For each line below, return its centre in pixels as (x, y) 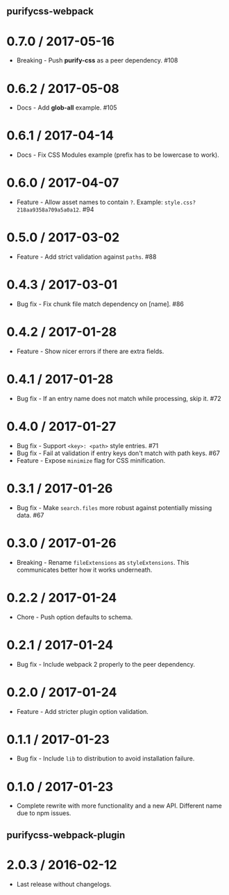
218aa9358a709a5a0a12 (48, 210)
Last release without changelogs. (64, 884)
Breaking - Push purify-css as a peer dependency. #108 (97, 60)
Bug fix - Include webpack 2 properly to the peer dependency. (106, 664)
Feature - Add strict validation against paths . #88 (86, 257)
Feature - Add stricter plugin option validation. (82, 711)
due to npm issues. (44, 813)
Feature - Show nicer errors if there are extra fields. (90, 351)
